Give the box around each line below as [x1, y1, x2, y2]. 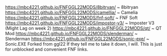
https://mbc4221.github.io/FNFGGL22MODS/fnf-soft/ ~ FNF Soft [5, 15, 138, 20]
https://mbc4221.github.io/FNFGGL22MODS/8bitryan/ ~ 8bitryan [5, 4, 139, 10]
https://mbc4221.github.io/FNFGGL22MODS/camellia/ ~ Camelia [5, 9, 138, 15]
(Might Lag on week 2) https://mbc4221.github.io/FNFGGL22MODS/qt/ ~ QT [5, 25, 162, 31]
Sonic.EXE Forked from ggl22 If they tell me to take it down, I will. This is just [5, 41, 163, 47]
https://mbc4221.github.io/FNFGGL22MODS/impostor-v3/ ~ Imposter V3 [5, 20, 155, 26]
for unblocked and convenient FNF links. [5, 47, 88, 52]
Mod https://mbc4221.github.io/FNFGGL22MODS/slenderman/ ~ [5, 31, 138, 36]
